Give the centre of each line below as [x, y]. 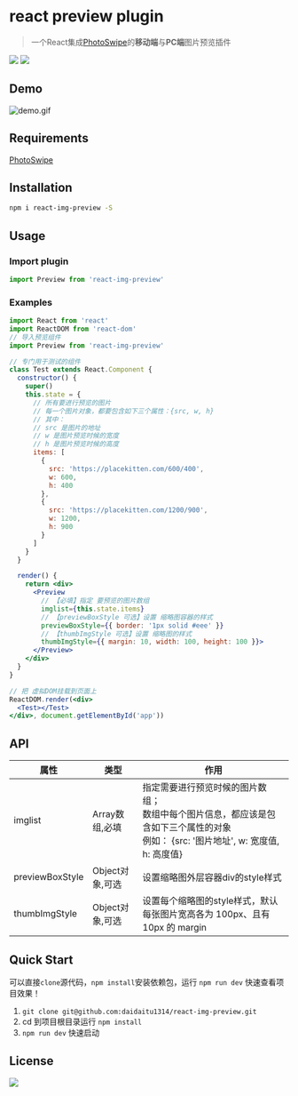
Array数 [109, 814]
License [31, 1061]
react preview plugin [86, 16]
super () [39, 387]
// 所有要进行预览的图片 [72, 403]
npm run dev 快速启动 [61, 1032]
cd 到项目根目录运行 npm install [82, 1021]
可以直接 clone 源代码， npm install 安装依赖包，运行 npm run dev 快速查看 [143, 982]
